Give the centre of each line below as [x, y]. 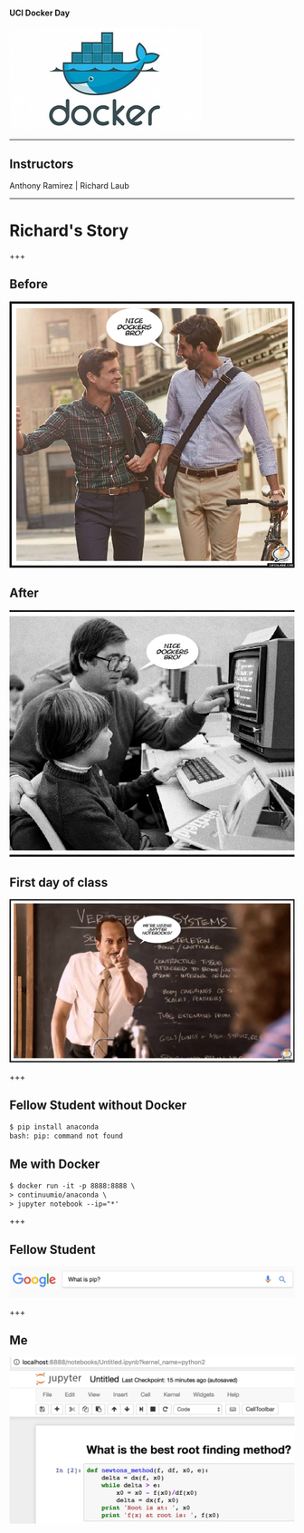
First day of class [59, 883]
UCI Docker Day [40, 13]
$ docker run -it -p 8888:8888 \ [72, 1186]
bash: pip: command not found [66, 1136]
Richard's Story [69, 231]
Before [28, 284]
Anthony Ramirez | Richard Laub [69, 186]
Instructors [42, 164]
